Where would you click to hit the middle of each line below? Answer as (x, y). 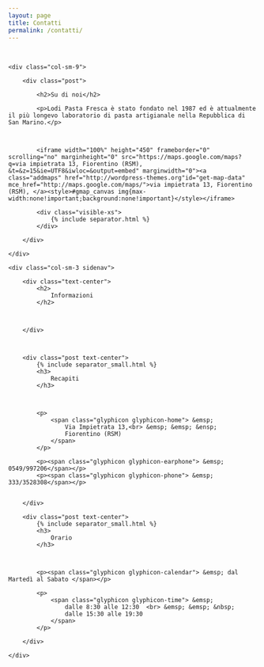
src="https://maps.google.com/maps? (182, 157)
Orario (61, 538)
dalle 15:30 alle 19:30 (104, 614)
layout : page (30, 15)
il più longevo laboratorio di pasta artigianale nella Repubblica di (127, 116)
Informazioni (72, 296)
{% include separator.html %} (100, 220)
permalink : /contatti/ (45, 30)
